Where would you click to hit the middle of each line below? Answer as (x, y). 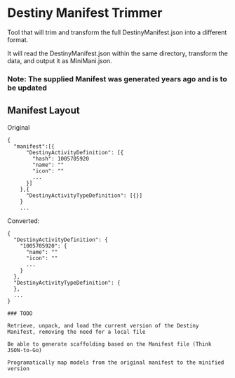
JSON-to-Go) (25, 350)
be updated (27, 88)
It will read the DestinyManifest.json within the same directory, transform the (117, 53)
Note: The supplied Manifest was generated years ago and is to (117, 79)
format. (18, 39)
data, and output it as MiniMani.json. (60, 60)
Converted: (23, 221)
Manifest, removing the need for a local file (76, 332)
